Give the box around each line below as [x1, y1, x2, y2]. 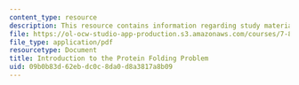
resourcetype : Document [9, 46, 98, 55]
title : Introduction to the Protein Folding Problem [9, 54, 209, 63]
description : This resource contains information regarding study [9, 21, 261, 30]
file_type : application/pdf [9, 37, 114, 47]
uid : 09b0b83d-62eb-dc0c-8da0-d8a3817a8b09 [9, 63, 174, 72]
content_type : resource [9, 12, 98, 22]
